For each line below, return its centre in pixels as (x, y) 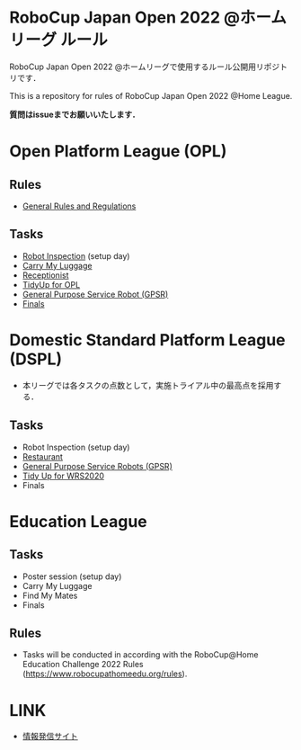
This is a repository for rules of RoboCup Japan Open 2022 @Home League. (151, 95)
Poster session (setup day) (72, 576)
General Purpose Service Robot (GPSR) (95, 294)
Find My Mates (50, 595)
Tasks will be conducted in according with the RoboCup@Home (140, 655)
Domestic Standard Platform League (147, 339)
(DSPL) (36, 359)
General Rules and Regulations (79, 206)
